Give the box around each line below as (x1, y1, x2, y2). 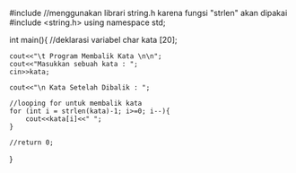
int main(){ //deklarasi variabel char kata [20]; (9, 35, 178, 45)
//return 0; (9, 138, 54, 147)
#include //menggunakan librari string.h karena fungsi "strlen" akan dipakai (9, 8, 288, 18)
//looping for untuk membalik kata (9, 99, 143, 108)
